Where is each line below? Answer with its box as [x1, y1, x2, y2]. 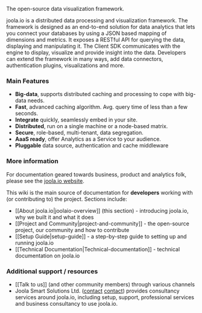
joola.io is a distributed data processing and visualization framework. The [6, 17, 188, 24]
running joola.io [14, 239, 54, 247]
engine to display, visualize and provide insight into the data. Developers [6, 49, 186, 56]
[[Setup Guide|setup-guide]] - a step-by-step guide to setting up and [14, 233, 187, 240]
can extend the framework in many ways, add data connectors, [6, 56, 163, 62]
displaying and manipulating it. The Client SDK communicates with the [6, 42, 181, 50]
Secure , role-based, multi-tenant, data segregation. [14, 129, 144, 137]
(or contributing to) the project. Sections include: [6, 195, 128, 202]
